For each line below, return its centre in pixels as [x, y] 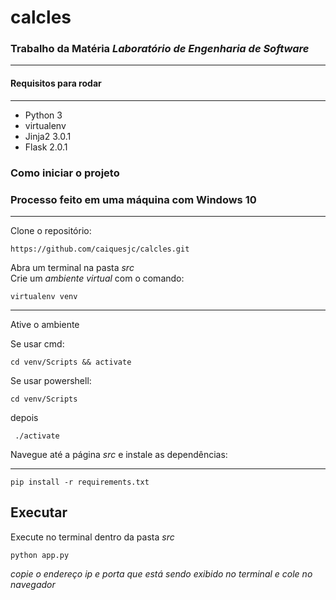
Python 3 [43, 115]
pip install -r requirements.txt [80, 482]
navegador [33, 584]
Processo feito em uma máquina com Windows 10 [133, 199]
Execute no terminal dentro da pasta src [92, 537]
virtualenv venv [44, 296]
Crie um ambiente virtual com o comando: [97, 278]
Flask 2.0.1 [46, 147]
